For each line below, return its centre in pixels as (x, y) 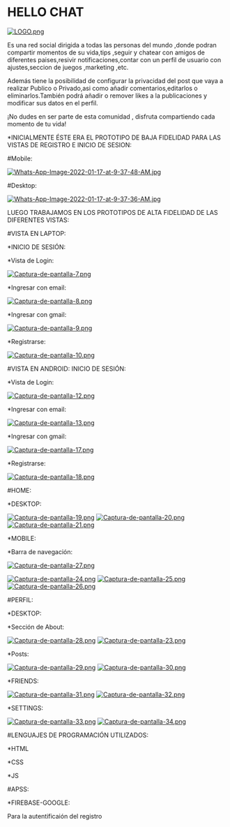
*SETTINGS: (25, 708)
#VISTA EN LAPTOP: (37, 233)
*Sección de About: (36, 627)
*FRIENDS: (23, 680)
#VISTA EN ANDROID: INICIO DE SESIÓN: (67, 368)
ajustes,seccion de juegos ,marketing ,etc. (68, 67)
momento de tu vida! (37, 124)
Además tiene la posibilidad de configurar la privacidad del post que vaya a (115, 80)
